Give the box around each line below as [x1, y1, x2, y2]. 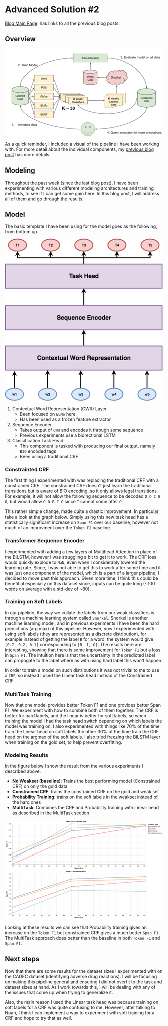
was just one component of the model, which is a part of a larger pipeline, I [5, 570, 159, 576]
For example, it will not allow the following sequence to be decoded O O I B [5, 493, 161, 499]
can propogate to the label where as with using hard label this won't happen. [5, 657, 163, 663]
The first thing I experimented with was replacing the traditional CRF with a [5, 477, 159, 483]
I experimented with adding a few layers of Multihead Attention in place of [5, 548, 157, 555]
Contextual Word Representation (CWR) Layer [12, 405, 107, 412]
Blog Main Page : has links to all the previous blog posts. [5, 20, 120, 26]
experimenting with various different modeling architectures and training [5, 185, 154, 191]
